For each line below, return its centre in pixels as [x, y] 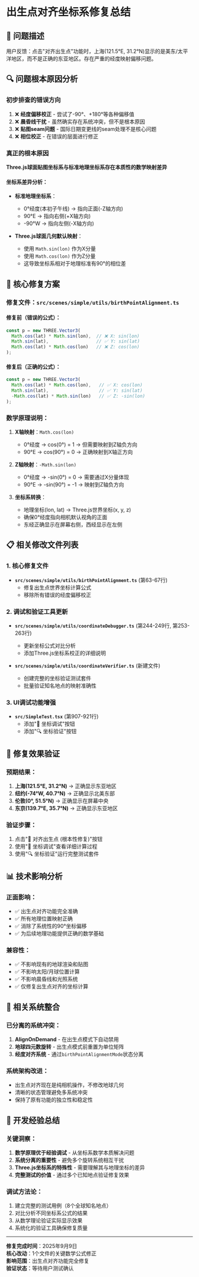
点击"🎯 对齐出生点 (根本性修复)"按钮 [59, 839]
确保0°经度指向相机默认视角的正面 [65, 517]
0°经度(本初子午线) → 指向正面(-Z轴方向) [73, 209]
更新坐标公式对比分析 [49, 645]
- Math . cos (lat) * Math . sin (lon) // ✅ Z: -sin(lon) [78, 396]
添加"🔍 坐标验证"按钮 [50, 731]
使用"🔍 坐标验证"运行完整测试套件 [57, 854]
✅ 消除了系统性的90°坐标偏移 [51, 926]
